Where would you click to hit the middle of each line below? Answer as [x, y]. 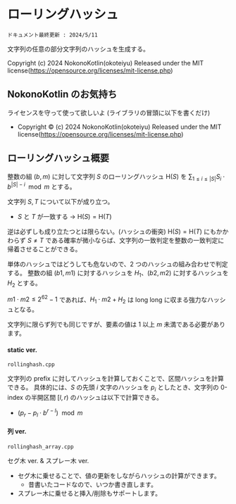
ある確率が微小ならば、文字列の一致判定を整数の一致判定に [138, 241]
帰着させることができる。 [44, 249]
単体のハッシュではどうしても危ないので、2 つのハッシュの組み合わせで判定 [118, 264]
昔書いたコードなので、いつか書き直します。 [92, 484]
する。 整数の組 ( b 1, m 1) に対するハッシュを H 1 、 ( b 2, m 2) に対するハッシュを [118, 274]
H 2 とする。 [25, 284]
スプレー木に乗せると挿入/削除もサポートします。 [89, 493]
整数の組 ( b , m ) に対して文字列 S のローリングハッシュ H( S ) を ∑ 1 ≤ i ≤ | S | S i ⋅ [116, 177]
